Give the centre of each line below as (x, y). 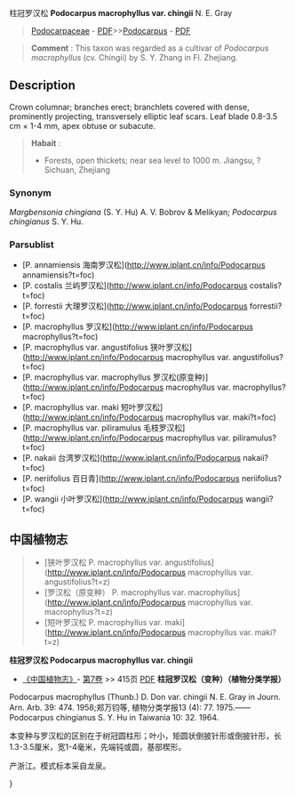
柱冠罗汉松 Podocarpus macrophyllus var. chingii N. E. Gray (121, 13)
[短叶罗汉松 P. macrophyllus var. (103, 623)
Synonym (30, 192)
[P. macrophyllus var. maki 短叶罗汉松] (92, 407)
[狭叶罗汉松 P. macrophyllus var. (103, 562)
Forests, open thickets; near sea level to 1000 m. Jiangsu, (149, 160)
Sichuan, (60, 169)
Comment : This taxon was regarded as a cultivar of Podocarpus (150, 48)
